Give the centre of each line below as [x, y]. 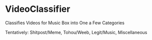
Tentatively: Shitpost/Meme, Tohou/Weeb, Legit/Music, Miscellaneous [76, 32]
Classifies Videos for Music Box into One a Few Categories [65, 23]
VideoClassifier [38, 9]
